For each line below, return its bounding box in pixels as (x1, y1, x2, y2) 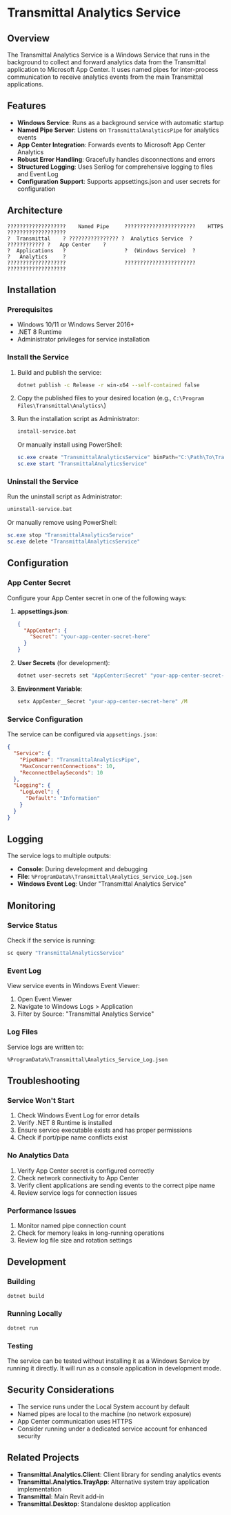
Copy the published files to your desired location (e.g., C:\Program (17, 394, 205, 402)
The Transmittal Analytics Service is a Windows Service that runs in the (7, 50, 210, 59)
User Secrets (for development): (17, 659, 110, 667)
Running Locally (7, 1309, 63, 1319)
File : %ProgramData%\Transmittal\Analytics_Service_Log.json (17, 873, 192, 881)
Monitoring (7, 900, 57, 911)
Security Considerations (7, 1384, 115, 1396)
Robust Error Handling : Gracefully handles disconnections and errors (17, 155, 216, 163)
